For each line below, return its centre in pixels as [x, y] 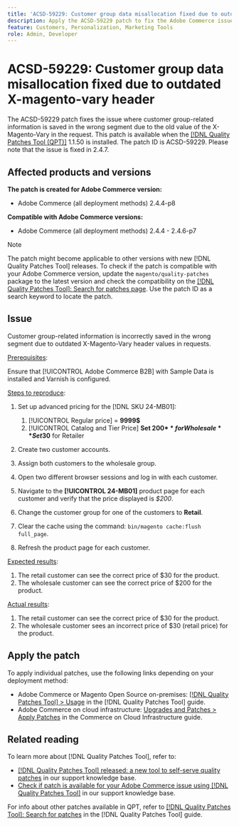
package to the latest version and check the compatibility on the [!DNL [111, 281]
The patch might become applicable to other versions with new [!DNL [109, 258]
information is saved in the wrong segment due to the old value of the [109, 127]
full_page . [33, 533]
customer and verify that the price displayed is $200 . [95, 498]
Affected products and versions [79, 172]
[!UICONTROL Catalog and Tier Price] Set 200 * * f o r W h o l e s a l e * [125, 428]
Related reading [43, 740]
